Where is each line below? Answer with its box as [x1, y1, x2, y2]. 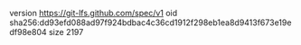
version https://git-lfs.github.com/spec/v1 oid [9, 8, 178, 18]
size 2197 [48, 27, 84, 37]
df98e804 [9, 27, 47, 37]
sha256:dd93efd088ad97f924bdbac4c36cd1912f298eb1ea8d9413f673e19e [9, 17, 292, 28]
